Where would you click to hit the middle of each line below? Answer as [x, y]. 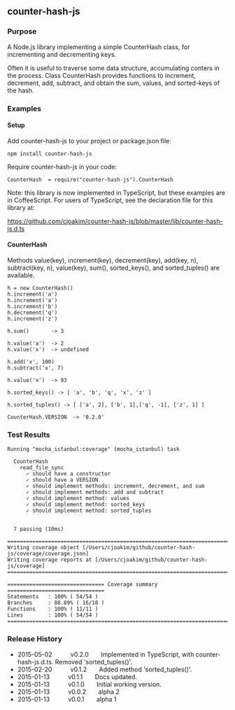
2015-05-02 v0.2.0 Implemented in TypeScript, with [106, 654]
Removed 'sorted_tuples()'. [94, 662]
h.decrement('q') [33, 313]
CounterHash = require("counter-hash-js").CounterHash [90, 179]
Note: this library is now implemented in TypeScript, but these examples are [116, 192]
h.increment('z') [33, 319]
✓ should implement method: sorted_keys [85, 505]
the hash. [21, 90]
